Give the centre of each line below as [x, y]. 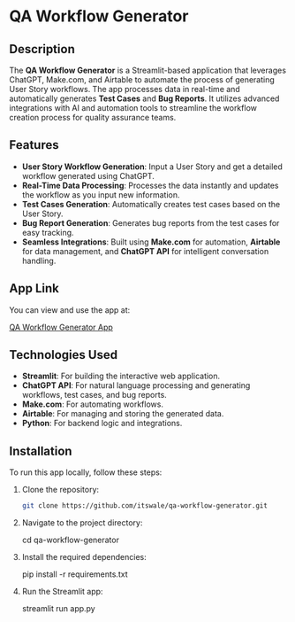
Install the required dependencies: [84, 557]
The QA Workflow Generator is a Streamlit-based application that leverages [148, 70]
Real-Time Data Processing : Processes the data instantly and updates [150, 185]
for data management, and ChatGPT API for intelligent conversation [145, 251]
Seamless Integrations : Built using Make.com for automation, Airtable [151, 242]
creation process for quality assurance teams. [93, 117]
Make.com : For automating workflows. [92, 404]
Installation [41, 451]
